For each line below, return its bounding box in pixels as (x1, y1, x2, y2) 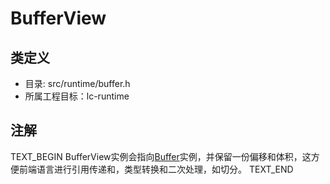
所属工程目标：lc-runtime (24, 90, 130, 102)
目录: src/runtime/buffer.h (24, 78, 131, 89)
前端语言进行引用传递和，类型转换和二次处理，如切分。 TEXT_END (18, 163, 294, 175)
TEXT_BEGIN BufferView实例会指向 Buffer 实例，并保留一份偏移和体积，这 (10, 150, 312, 162)
